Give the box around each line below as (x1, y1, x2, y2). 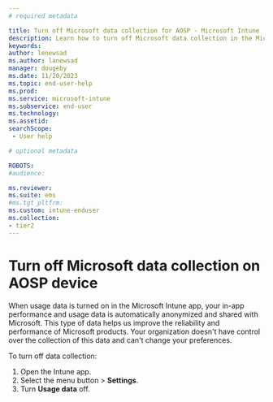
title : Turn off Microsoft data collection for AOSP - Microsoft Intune (8, 26, 260, 35)
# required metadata (8, 11, 79, 20)
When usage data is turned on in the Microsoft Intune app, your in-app (8, 300, 245, 310)
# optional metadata (8, 147, 79, 155)
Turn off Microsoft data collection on (8, 257, 261, 274)
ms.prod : (8, 87, 38, 95)
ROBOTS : (8, 162, 35, 170)
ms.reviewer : (8, 184, 53, 192)
